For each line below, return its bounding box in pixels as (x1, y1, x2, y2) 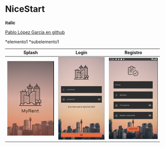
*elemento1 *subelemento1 (5, 38, 59, 45)
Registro (124, 50, 142, 56)
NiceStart (5, 3, 45, 15)
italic (5, 20, 16, 26)
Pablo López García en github (5, 29, 65, 35)
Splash (23, 50, 38, 56)
